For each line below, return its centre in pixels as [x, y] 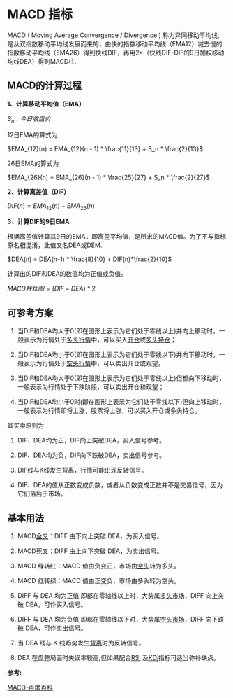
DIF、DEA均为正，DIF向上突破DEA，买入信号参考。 [91, 440]
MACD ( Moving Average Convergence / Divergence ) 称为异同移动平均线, [113, 35]
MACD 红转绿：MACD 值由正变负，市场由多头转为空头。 [98, 580]
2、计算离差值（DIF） [39, 191]
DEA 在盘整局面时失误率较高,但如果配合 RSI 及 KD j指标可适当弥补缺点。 [118, 657]
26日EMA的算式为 [33, 163]
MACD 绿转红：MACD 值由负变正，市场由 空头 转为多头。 [98, 566]
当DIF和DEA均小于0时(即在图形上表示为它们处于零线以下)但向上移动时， [121, 402]
